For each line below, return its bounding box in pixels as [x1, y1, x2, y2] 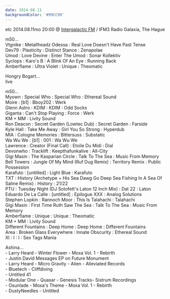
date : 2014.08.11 [5, 7, 42, 13]
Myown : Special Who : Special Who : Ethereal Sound [5, 94, 117, 100]
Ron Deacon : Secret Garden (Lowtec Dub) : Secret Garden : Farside [5, 121, 148, 127]
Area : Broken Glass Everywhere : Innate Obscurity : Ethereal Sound [5, 229, 147, 235]
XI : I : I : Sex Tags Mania [5, 234, 57, 240]
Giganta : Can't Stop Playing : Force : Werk [5, 110, 95, 116]
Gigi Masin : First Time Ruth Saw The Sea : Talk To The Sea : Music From [5, 202, 157, 208]
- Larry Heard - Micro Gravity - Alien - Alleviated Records [5, 260, 125, 266]
